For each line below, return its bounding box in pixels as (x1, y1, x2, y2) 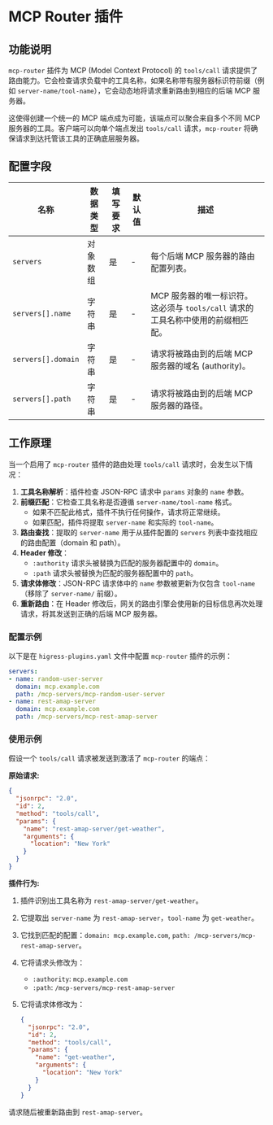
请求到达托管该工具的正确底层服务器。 (15, 133, 144, 143)
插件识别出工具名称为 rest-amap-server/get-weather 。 (19, 896, 203, 905)
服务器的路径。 (149, 399, 208, 411)
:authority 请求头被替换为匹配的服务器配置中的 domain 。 (32, 558, 223, 568)
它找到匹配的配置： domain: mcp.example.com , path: (19, 930, 191, 940)
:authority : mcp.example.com (32, 974, 128, 983)
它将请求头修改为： (19, 957, 85, 967)
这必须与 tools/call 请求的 (149, 302, 254, 313)
